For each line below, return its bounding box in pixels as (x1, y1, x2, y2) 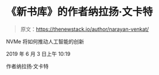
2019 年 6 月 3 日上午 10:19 (6, 50, 71, 57)
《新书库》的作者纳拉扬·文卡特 (6, 5, 153, 19)
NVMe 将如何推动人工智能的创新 (6, 38, 84, 45)
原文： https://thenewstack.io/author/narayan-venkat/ (20, 26, 149, 33)
